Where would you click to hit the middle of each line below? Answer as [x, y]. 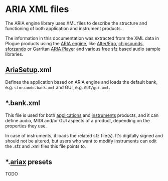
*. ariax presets [29, 162]
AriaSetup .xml [28, 70]
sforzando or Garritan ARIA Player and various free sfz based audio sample [83, 49]
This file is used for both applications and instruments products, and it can [82, 115]
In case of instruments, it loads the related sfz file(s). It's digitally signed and [84, 135]
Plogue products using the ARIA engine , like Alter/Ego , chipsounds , [74, 43]
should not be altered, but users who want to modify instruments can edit [81, 141]
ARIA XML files [37, 9]
